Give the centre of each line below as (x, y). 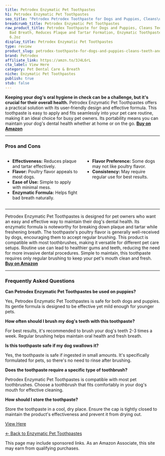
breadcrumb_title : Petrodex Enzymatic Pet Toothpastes (62, 23)
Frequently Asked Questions (40, 281)
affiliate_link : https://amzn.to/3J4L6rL (48, 60)
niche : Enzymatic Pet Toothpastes (41, 74)
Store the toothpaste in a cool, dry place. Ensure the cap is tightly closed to (81, 409)
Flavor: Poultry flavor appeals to (45, 171)
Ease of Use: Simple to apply (41, 182)
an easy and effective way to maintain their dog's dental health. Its (72, 221)
